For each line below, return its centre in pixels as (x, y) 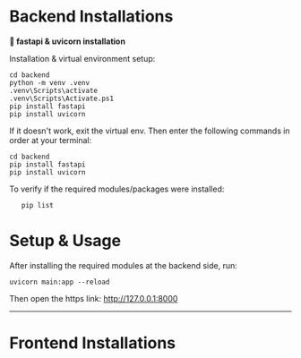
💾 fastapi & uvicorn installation (67, 41)
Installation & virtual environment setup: (82, 58)
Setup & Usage (65, 241)
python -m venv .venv (50, 82)
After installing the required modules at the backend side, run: (123, 265)
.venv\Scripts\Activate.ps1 (62, 98)
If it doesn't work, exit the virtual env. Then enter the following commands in (150, 131)
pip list (37, 205)
